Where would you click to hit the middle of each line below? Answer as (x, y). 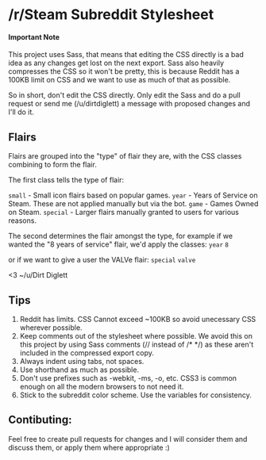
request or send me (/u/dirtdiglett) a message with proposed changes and (129, 104)
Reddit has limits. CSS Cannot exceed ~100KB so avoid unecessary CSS (138, 320)
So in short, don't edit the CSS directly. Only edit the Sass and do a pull (124, 95)
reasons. (23, 220)
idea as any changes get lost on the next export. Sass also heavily (116, 63)
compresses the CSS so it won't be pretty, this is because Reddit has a (124, 71)
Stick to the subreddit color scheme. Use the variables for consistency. (135, 395)
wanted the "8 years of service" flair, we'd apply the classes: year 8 (118, 244)
